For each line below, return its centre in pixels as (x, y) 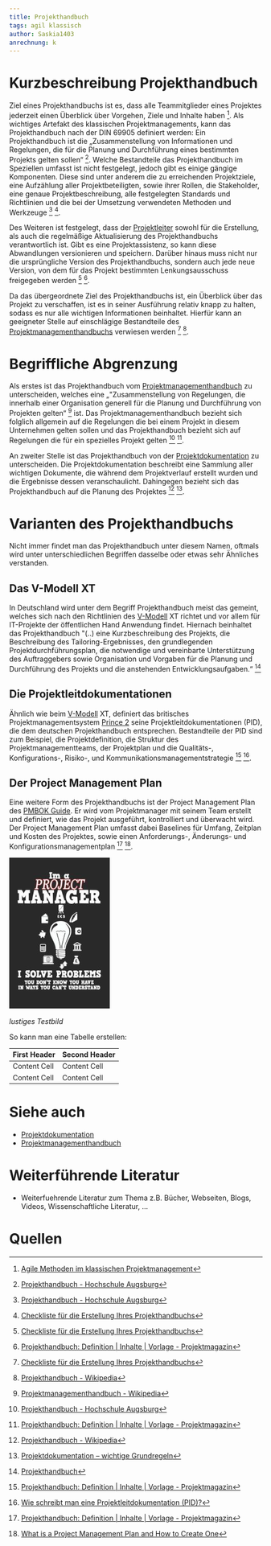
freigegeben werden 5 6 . (49, 280)
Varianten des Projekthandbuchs (121, 524)
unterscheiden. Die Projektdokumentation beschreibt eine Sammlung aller (131, 464)
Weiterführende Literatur (94, 1176)
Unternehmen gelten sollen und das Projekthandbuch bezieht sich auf (125, 430)
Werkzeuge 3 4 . (35, 212)
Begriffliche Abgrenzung (94, 364)
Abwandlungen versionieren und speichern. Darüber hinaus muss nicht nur (133, 253)
